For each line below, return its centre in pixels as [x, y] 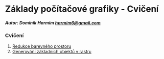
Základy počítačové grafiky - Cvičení [82, 9]
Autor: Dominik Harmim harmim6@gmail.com [53, 22]
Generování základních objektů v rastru [52, 51]
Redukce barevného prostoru [42, 46]
